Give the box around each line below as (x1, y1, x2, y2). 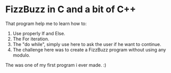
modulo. (12, 52, 31, 58)
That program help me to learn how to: (5, 20, 87, 27)
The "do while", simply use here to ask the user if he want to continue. (12, 41, 162, 47)
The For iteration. (12, 36, 50, 42)
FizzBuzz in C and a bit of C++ (5, 4, 136, 15)
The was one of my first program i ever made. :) (5, 62, 107, 68)
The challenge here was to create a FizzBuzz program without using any (12, 46, 166, 53)
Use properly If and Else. (12, 30, 66, 36)
